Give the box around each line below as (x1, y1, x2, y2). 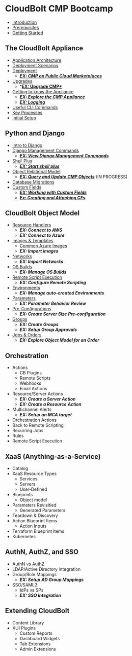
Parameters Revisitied (12, 502, 56, 508)
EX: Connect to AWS (19, 227, 62, 233)
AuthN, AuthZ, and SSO (5, 548, 79, 556)
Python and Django (5, 129, 65, 138)
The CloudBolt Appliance (5, 44, 83, 52)
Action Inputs (19, 523, 47, 529)
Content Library (12, 620, 44, 625)
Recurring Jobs (12, 428, 44, 434)
